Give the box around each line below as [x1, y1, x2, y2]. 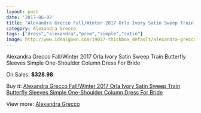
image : [6, 36, 23, 42]
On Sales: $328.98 [6, 71, 54, 78]
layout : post [6, 8, 39, 15]
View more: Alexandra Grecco [6, 100, 80, 108]
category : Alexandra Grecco [6, 25, 77, 32]
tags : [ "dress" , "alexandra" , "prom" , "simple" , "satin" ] [6, 31, 144, 37]
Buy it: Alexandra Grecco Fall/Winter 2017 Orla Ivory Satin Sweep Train [6, 83, 181, 90]
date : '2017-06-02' [6, 14, 55, 20]
